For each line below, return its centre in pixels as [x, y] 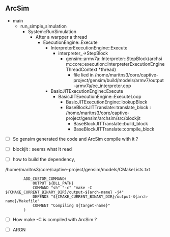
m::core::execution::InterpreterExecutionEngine [115, 64]
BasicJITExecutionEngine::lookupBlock [107, 102]
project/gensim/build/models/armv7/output [119, 80]
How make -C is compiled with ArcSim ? [55, 219]
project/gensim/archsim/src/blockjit [103, 118]
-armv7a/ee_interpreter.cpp [102, 86]
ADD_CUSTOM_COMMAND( [45, 179]
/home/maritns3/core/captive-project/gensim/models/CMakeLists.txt [78, 169]
